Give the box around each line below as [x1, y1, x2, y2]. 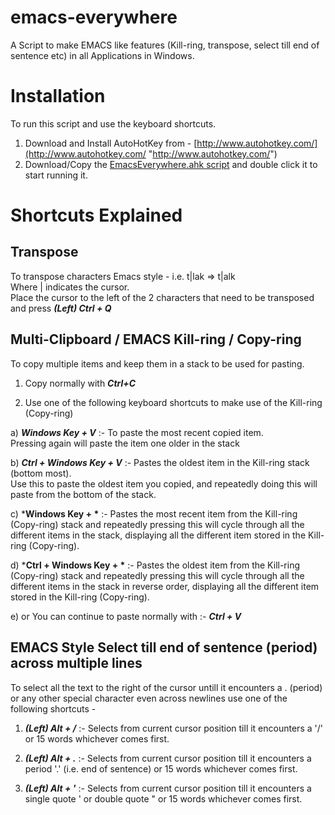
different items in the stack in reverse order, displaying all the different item [10, 580, 320, 592]
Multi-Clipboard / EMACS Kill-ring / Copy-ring [10, 331, 302, 348]
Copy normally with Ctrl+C [24, 377, 137, 389]
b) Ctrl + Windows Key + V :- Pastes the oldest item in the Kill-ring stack [10, 456, 310, 468]
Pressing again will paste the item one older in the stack [10, 437, 240, 449]
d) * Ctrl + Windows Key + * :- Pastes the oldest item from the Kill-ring [10, 559, 301, 571]
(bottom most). [10, 467, 72, 479]
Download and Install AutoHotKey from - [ [24, 137, 198, 149]
